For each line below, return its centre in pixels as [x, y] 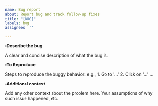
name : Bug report [23, 10]
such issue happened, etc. [32, 99]
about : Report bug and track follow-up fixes [52, 14]
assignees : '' [20, 28]
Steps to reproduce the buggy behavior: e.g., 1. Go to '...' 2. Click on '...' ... [79, 74]
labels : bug [17, 23]
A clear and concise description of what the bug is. [57, 55]
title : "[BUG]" [21, 19]
